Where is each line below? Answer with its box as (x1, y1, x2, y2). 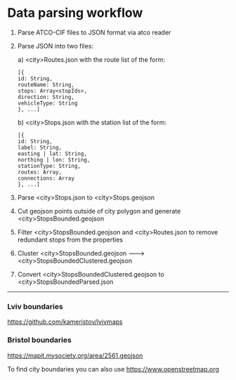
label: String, (17, 144, 63, 151)
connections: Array (17, 174, 75, 182)
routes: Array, (17, 169, 63, 176)
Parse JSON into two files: (17, 41, 93, 50)
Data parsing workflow (7, 5, 143, 21)
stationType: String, (17, 162, 81, 169)
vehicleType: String (17, 100, 78, 107)
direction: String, (17, 93, 75, 100)
